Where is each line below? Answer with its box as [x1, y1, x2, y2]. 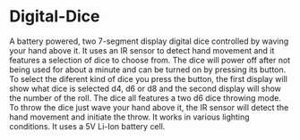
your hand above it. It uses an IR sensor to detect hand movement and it [9, 45, 275, 55]
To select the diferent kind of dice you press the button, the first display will [9, 73, 288, 84]
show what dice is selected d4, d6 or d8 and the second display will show [9, 83, 282, 94]
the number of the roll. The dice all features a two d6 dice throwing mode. [9, 92, 282, 103]
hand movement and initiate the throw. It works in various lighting [9, 111, 250, 122]
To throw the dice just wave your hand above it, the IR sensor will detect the [9, 102, 289, 112]
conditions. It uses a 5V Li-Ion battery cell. [9, 120, 166, 131]
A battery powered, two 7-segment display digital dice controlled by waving [9, 36, 289, 46]
